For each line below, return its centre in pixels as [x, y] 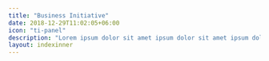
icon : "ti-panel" [37, 30]
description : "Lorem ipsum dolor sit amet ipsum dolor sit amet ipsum [128, 38]
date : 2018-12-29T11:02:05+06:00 [64, 23]
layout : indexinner [41, 45]
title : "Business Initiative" [59, 15]
